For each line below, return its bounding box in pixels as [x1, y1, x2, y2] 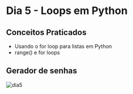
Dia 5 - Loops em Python [6, 4, 128, 18]
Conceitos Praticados [6, 27, 87, 37]
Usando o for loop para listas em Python [14, 43, 112, 50]
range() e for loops [14, 49, 60, 56]
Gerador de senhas [6, 66, 77, 76]
